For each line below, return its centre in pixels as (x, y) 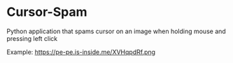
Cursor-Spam (47, 12)
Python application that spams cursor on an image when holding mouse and (116, 31)
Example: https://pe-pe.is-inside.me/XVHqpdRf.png (81, 52)
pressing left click (32, 38)
